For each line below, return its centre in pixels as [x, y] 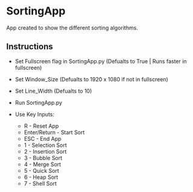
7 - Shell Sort [40, 183]
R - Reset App [41, 126]
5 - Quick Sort [41, 170]
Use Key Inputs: [34, 114]
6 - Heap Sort [41, 177]
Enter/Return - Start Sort [54, 132]
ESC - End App [43, 138]
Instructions [30, 47]
